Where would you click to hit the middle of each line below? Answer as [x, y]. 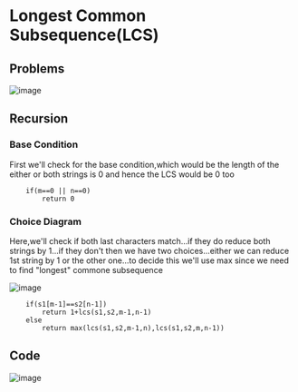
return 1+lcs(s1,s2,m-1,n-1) [97, 312]
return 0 [58, 199]
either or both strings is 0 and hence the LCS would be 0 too [122, 174]
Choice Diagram [45, 221]
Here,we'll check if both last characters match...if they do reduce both [140, 240]
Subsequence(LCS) [84, 35]
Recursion [39, 119]
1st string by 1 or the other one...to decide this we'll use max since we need [149, 260]
